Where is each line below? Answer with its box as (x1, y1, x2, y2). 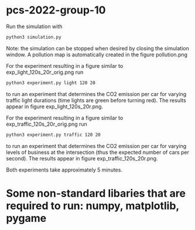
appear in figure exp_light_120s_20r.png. (6, 103, 104, 110)
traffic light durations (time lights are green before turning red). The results (6, 97, 186, 104)
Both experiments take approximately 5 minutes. (6, 166, 123, 173)
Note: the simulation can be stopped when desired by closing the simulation (6, 44, 189, 52)
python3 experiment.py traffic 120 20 (6, 132, 101, 138)
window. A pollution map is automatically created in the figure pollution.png (6, 51, 188, 58)
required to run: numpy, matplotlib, (6, 199, 180, 212)
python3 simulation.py (6, 34, 61, 40)
